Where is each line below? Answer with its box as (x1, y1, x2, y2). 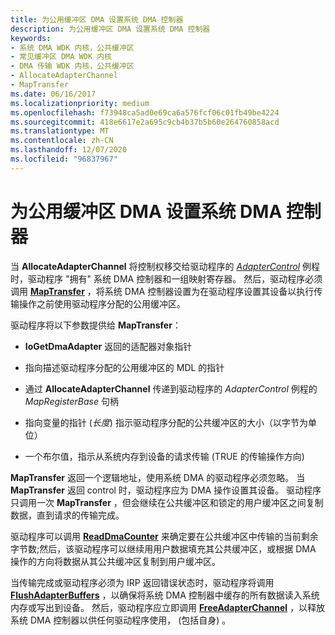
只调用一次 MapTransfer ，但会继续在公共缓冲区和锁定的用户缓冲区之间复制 (10, 496, 324, 508)
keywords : (10, 33, 52, 43)
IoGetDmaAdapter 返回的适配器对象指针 (24, 340, 193, 352)
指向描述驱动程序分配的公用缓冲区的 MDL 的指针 (24, 361, 225, 373)
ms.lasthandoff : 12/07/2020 (10, 145, 128, 155)
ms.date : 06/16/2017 (10, 89, 97, 99)
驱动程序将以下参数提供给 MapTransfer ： (10, 319, 182, 331)
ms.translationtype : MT (10, 126, 110, 136)
